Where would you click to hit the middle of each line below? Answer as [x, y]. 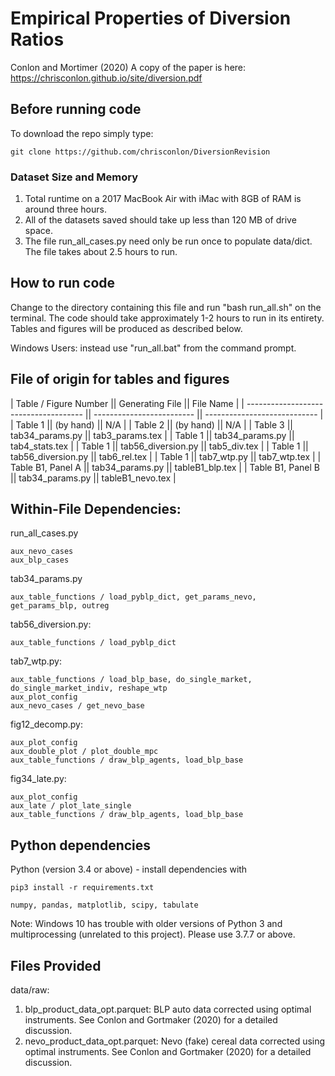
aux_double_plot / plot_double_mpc [84, 752]
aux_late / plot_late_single [71, 806]
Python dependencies [81, 845]
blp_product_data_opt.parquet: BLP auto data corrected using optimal [168, 1009]
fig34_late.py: [38, 779]
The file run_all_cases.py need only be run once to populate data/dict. [168, 241]
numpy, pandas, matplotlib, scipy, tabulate [104, 905]
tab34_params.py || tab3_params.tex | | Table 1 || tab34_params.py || [152, 435]
